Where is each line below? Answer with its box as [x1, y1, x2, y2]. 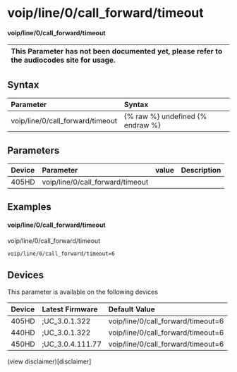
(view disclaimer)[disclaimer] [7, 357, 92, 366]
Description [181, 166, 221, 175]
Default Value [108, 304, 155, 314]
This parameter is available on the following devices [7, 287, 159, 297]
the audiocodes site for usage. [11, 55, 116, 65]
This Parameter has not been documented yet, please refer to [11, 46, 223, 56]
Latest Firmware [42, 304, 98, 314]
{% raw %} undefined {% [123, 111, 207, 121]
